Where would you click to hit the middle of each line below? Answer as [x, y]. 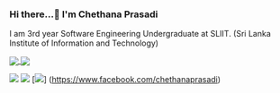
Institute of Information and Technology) [84, 43]
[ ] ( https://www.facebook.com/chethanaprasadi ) [126, 80]
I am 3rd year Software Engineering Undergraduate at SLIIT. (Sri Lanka [140, 34]
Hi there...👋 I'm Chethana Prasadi [84, 14]
